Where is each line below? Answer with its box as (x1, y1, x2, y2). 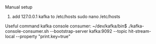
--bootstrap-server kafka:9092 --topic (50, 28, 128, 34)
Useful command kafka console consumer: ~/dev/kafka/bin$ (5, 23, 127, 29)
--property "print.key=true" (16, 34, 71, 39)
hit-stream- (128, 28, 151, 34)
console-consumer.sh (5, 28, 49, 34)
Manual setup (5, 4, 33, 10)
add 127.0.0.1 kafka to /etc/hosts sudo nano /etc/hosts (12, 14, 120, 19)
